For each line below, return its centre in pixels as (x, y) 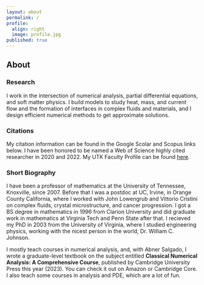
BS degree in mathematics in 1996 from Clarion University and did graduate (101, 212)
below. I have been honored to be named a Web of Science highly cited (96, 150)
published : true (27, 40)
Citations (20, 130)
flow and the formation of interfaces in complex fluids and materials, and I (99, 108)
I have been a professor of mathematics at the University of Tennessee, (96, 186)
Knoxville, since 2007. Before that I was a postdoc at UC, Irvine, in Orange (99, 192)
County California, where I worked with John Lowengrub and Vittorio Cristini (102, 199)
